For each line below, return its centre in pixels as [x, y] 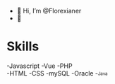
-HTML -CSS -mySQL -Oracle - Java [57, 73]
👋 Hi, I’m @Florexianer [49, 11]
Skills [23, 47]
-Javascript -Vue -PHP [40, 66]
